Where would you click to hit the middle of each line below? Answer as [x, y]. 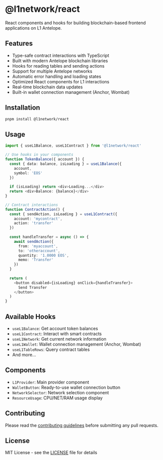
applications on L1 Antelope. [34, 28]
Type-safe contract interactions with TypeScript [61, 55]
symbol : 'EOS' [28, 173]
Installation [23, 108]
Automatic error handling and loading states [57, 76]
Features [19, 44]
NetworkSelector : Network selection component [60, 392]
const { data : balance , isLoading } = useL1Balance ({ [66, 164]
